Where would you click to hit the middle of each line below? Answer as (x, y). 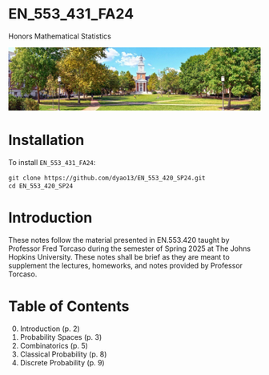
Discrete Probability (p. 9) (62, 362)
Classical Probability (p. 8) (63, 354)
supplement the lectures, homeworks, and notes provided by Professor (125, 265)
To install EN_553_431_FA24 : (52, 162)
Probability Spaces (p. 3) (61, 337)
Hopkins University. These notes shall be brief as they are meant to (119, 256)
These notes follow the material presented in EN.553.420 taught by (119, 240)
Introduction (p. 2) (50, 329)
